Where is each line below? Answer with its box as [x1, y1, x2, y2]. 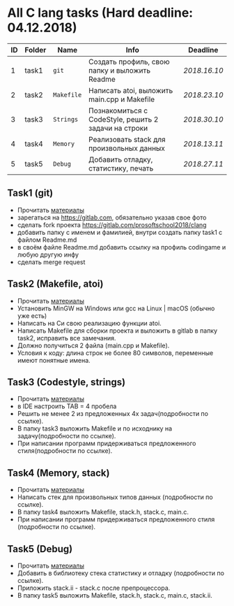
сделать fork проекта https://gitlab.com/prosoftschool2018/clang [17, 220, 207, 229]
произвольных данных [88, 143, 166, 153]
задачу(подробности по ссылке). [17, 432, 116, 440]
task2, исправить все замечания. [17, 333, 116, 342]
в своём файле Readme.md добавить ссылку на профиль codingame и [17, 243, 226, 251]
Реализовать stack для [88, 134, 166, 144]
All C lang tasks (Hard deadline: [7, 5, 194, 21]
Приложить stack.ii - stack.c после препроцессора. [17, 584, 171, 592]
